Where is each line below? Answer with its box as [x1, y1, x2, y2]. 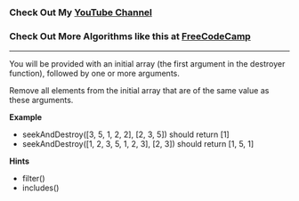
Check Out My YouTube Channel [9, 6, 153, 19]
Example [9, 112, 43, 123]
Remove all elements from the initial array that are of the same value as [9, 85, 270, 96]
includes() [21, 182, 60, 193]
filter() [21, 173, 46, 184]
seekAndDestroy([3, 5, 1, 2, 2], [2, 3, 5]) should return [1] [21, 129, 230, 140]
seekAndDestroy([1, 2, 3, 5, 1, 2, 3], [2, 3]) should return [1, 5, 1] [21, 139, 255, 149]
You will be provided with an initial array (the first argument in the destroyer [9, 59, 286, 69]
